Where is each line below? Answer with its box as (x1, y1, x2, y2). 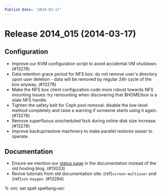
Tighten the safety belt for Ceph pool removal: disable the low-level (11, 102, 148, 108)
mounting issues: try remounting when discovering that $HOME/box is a (11, 91, 157, 98)
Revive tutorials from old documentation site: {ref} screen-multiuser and (11, 171, 157, 176)
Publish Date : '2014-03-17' (4, 7, 62, 12)
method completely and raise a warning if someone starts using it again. (11, 107, 158, 113)
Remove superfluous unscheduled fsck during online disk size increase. (11, 118, 157, 124)
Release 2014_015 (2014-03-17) (4, 28, 137, 39)
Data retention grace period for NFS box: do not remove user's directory (11, 71, 158, 77)
